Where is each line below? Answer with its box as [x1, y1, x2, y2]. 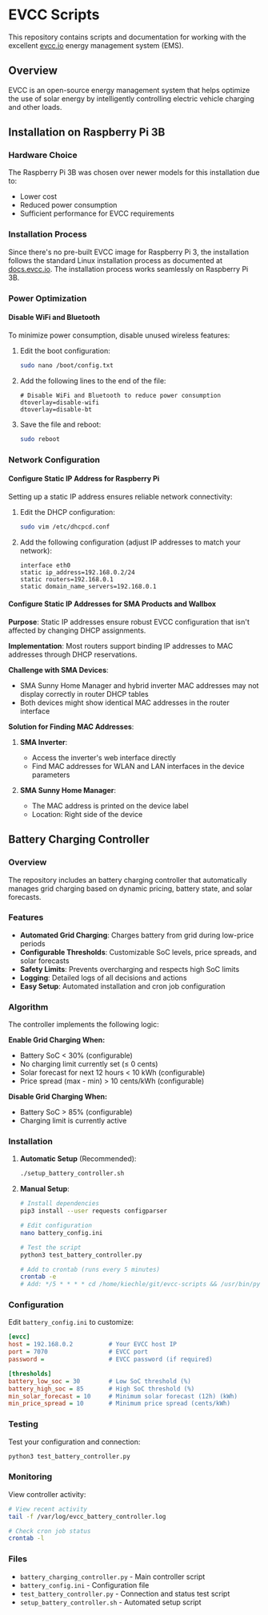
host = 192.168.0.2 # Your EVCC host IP [8, 1341, 178, 1349]
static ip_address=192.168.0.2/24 [19, 568, 135, 577]
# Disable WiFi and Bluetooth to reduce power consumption [19, 391, 222, 399]
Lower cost [19, 192, 58, 201]
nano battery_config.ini [19, 1228, 103, 1237]
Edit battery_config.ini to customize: [8, 1317, 134, 1327]
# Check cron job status [8, 1527, 91, 1535]
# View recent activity [8, 1505, 88, 1513]
